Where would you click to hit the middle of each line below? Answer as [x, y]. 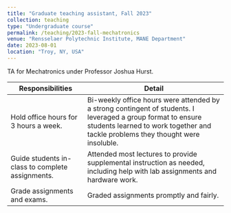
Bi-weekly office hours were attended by [153, 100]
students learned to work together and [149, 126]
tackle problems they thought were [143, 134]
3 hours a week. [36, 126]
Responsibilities [46, 88]
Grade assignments [42, 191]
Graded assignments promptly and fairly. [153, 195]
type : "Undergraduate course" [51, 26]
